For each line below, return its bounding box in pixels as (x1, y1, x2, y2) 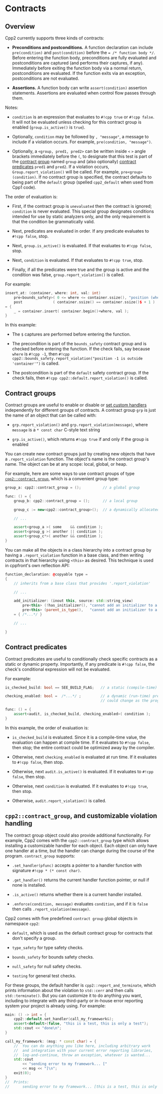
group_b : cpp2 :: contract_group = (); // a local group (14, 498, 138, 503)
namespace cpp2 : (5, 921, 40, 926)
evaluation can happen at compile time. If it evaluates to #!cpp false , (12, 739, 150, 745)
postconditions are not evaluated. (12, 76, 79, 81)
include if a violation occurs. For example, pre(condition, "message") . (12, 139, 152, 145)
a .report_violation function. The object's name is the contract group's (5, 456, 149, 462)
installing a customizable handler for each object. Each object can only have (5, 842, 158, 848)
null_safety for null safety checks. (12, 963, 82, 969)
